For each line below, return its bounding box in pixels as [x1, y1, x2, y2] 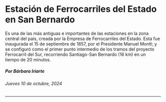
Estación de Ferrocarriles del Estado [5, 3, 157, 15]
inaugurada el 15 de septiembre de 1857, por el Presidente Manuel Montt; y [5, 41, 157, 47]
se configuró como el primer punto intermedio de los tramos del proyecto [5, 46, 155, 52]
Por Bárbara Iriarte [5, 68, 45, 74]
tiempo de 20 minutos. [5, 56, 51, 62]
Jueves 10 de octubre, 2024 [5, 80, 62, 86]
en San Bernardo [5, 14, 75, 25]
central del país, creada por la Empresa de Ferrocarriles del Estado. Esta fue [5, 36, 161, 42]
